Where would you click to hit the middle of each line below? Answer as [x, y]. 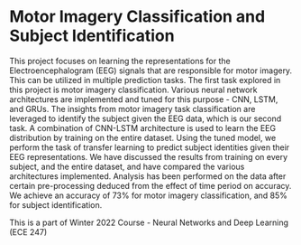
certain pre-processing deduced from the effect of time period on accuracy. [150, 185]
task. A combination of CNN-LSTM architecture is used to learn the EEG [143, 127]
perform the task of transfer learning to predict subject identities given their [150, 147]
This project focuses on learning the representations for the [120, 61]
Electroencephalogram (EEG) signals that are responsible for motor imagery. [151, 71]
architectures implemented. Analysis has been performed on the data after [148, 176]
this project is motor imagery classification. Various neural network [133, 90]
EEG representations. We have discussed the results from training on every [149, 156]
